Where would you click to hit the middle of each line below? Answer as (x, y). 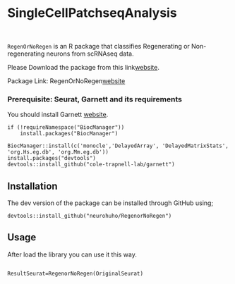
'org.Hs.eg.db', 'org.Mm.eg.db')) (58, 152)
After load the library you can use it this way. (72, 254)
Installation (32, 186)
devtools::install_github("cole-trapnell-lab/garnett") (91, 165)
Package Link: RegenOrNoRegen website (66, 81)
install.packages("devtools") (52, 159)
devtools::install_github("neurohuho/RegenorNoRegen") (90, 216)
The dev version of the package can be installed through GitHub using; (110, 203)
